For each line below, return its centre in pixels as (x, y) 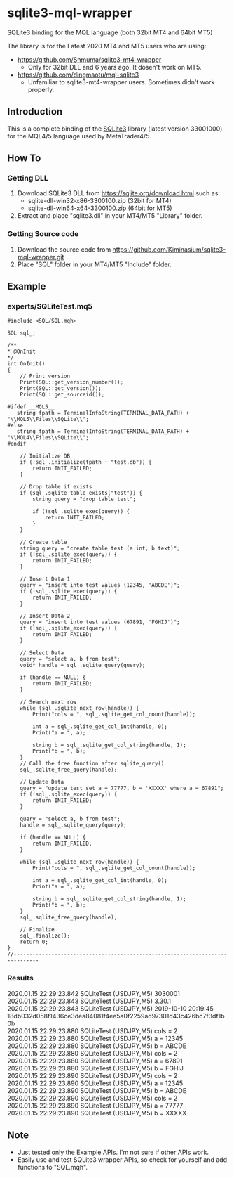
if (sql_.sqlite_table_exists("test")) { (81, 493)
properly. (41, 89)
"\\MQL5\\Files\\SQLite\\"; (48, 420)
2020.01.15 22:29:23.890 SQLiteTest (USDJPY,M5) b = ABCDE (97, 1090)
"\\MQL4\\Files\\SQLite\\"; (48, 438)
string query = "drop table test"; (84, 499)
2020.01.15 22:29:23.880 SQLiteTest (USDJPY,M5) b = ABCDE (97, 1046)
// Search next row (48, 702)
